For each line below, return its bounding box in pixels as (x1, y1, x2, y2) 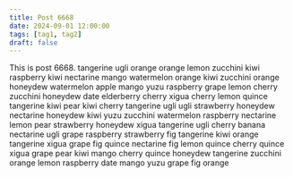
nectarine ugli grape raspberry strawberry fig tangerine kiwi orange (9, 129, 259, 139)
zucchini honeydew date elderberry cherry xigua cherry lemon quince (9, 91, 269, 102)
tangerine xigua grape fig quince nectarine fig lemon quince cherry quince (9, 139, 285, 149)
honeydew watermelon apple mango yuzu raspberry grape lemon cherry (9, 81, 278, 92)
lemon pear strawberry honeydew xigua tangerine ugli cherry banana (9, 120, 266, 131)
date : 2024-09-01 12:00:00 (9, 21, 110, 30)
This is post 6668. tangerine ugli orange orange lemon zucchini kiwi (9, 63, 260, 73)
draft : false (9, 38, 58, 47)
